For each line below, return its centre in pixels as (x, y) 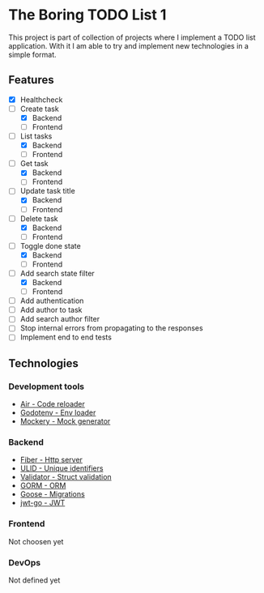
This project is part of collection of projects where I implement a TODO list (132, 37)
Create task (39, 109)
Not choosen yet (36, 541)
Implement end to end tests (66, 337)
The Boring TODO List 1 (87, 15)
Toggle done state (50, 245)
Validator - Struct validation (66, 477)
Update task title (47, 191)
